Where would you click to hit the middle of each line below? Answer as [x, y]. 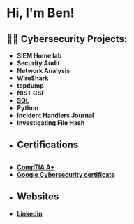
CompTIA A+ [36, 167]
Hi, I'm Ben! [40, 13]
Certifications [47, 145]
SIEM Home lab [39, 55]
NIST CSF [31, 93]
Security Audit [38, 63]
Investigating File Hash [51, 123]
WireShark [32, 78]
